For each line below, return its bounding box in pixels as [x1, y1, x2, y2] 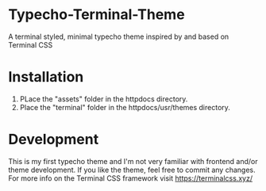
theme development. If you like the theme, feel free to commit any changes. [8, 165, 256, 174]
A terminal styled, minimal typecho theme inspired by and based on [8, 32, 229, 41]
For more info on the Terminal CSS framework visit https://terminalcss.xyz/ [8, 173, 253, 183]
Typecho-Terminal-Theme [8, 6, 185, 24]
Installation [8, 68, 84, 86]
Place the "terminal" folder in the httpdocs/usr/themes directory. [19, 102, 230, 112]
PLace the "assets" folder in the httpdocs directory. [19, 94, 188, 104]
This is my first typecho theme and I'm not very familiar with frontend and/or [8, 156, 258, 166]
